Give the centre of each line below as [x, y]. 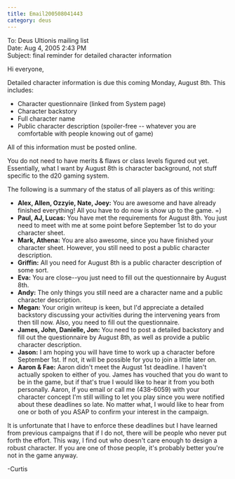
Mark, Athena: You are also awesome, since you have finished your [115, 240]
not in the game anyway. [43, 455]
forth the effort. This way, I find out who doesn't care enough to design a [112, 440]
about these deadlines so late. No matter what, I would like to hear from [121, 404]
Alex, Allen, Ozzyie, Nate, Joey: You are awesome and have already [116, 203]
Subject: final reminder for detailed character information [89, 55]
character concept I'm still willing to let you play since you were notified [121, 397]
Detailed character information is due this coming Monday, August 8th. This [116, 82]
